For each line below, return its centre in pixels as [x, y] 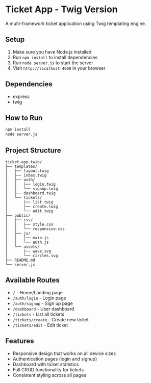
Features [20, 341]
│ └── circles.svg [32, 256]
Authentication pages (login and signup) [55, 359]
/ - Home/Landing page [37, 292]
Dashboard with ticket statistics [46, 364]
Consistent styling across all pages [49, 375]
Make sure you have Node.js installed [52, 52]
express [21, 96]
